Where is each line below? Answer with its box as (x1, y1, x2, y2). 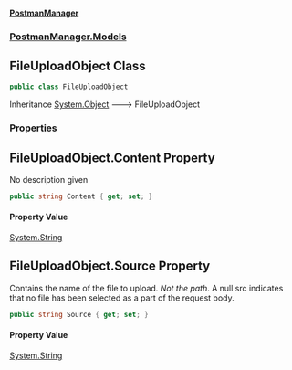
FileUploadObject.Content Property (9, 150, 216, 165)
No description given (9, 174, 89, 185)
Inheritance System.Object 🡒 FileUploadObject (9, 99, 201, 110)
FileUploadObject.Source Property (9, 259, 211, 274)
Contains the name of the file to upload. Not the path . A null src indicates (9, 282, 284, 293)
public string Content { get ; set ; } (9, 192, 153, 201)
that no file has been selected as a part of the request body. (9, 292, 235, 303)
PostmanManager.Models (9, 30, 127, 43)
